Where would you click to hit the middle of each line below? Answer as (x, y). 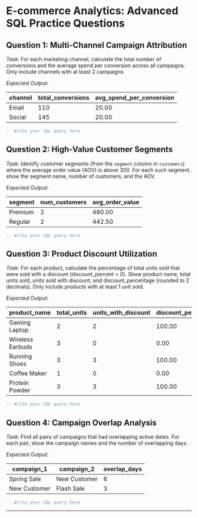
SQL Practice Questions (65, 23)
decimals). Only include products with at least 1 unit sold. (75, 287)
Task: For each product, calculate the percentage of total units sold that (93, 268)
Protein (19, 383)
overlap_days (123, 469)
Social (18, 117)
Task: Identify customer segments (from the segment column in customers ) (95, 164)
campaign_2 (77, 469)
